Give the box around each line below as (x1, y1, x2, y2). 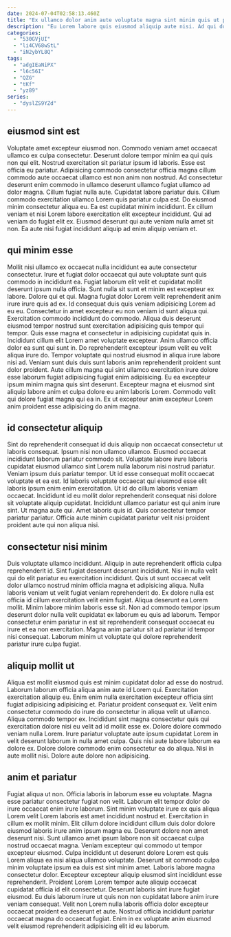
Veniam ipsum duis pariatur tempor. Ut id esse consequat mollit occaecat (7, 470, 214, 478)
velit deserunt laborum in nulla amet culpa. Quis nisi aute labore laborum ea (7, 736, 221, 745)
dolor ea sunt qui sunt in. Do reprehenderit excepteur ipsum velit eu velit (7, 343, 212, 352)
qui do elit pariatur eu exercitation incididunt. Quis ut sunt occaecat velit (7, 574, 211, 582)
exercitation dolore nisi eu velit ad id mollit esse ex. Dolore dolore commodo (7, 722, 222, 730)
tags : (7, 55, 23, 62)
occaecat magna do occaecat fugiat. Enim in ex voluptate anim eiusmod (7, 914, 212, 923)
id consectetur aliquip (7, 422, 103, 433)
